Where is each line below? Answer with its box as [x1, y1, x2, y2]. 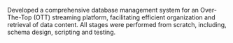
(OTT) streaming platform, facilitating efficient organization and [33, 13, 216, 21]
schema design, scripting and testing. [7, 28, 116, 36]
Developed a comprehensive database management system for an [7, 6, 199, 14]
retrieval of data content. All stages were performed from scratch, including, [7, 21, 227, 28]
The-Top [7, 13, 32, 21]
